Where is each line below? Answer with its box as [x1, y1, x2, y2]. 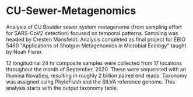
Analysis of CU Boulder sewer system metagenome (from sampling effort [6, 23, 183, 30]
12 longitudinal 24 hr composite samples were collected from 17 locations [6, 60, 183, 67]
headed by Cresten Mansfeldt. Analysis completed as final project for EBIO [6, 36, 186, 43]
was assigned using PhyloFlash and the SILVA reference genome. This [6, 78, 176, 85]
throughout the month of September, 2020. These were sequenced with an [6, 65, 187, 72]
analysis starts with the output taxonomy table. [6, 84, 118, 91]
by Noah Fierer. [6, 48, 43, 55]
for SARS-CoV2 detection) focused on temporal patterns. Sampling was [6, 29, 178, 36]
